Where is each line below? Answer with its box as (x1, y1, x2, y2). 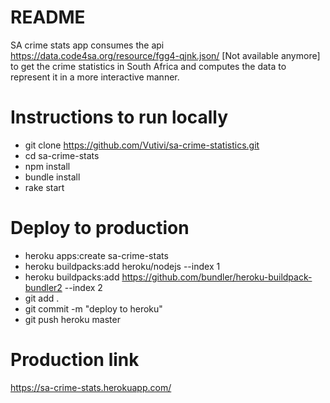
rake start (24, 181, 65, 193)
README (10, 6, 86, 29)
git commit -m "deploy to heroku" (24, 302, 163, 315)
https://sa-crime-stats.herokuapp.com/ (10, 381, 172, 393)
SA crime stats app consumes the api (10, 39, 165, 51)
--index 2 (64, 281, 103, 293)
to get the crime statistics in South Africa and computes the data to (10, 60, 287, 72)
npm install (24, 160, 71, 172)
